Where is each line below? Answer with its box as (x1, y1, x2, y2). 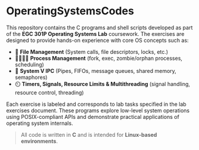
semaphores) (14, 74, 48, 81)
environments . (20, 137, 58, 145)
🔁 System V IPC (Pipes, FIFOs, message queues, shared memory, (14, 67, 177, 74)
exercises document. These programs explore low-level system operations (6, 106, 189, 114)
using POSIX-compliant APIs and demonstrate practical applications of (6, 113, 180, 120)
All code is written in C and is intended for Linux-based (20, 131, 157, 138)
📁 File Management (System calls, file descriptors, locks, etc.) (14, 48, 169, 55)
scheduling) (14, 61, 45, 68)
